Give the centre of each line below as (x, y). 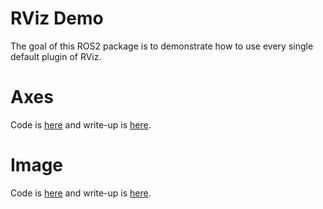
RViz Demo (57, 18)
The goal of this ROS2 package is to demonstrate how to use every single (162, 46)
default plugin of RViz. (56, 56)
